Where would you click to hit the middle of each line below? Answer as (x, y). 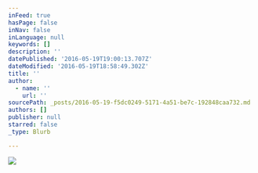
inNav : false (29, 30)
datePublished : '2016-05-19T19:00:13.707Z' (80, 59)
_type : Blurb (29, 132)
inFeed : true (29, 15)
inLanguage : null (36, 37)
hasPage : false (33, 23)
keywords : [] (29, 45)
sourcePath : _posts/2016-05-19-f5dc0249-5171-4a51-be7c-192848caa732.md (129, 103)
